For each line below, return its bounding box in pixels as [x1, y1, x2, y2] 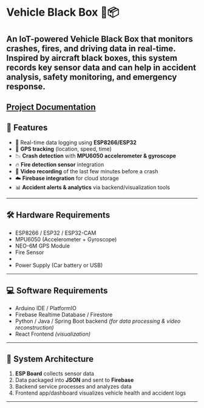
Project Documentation [6, 102, 96, 112]
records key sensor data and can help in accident [6, 62, 196, 72]
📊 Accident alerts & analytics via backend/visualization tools [15, 184, 170, 191]
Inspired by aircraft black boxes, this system [6, 53, 178, 63]
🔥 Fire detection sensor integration [15, 161, 104, 168]
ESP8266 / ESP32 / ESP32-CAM [15, 229, 97, 237]
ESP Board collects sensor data [15, 370, 94, 378]
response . [6, 81, 46, 92]
